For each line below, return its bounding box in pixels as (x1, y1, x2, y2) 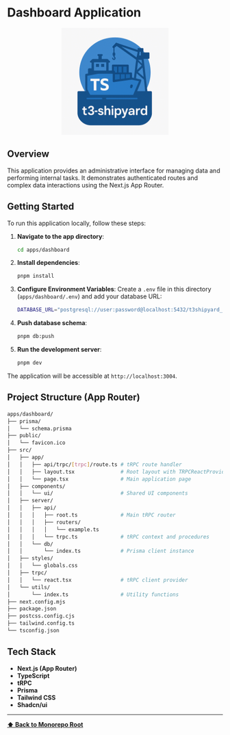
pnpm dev (16, 359, 42, 367)
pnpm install (16, 272, 55, 280)
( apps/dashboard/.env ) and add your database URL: (16, 292, 162, 300)
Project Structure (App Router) (7, 391, 140, 403)
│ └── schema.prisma (7, 425, 72, 432)
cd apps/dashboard (16, 246, 70, 253)
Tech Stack (7, 646, 56, 658)
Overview (7, 149, 50, 160)
